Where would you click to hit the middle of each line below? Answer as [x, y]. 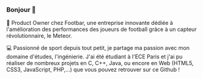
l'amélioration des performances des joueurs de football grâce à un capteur [102, 29]
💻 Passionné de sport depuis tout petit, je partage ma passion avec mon [98, 48]
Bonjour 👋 [21, 10]
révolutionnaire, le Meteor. [39, 36]
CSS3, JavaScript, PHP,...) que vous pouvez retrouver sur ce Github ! [93, 70]
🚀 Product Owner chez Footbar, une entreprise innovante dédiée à [90, 23]
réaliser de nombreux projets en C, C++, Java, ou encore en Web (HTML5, [100, 63]
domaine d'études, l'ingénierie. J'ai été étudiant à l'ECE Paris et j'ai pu [94, 57]
